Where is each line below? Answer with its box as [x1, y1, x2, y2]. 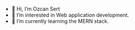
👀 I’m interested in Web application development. [11, 12, 129, 18]
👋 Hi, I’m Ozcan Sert [11, 6, 60, 12]
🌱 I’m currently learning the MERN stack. [11, 18, 109, 24]
